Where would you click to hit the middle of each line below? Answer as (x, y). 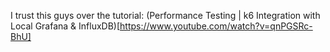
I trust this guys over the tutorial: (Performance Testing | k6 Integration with (165, 15)
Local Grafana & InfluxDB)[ (65, 26)
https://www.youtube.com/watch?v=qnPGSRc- (216, 26)
